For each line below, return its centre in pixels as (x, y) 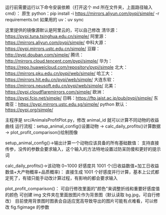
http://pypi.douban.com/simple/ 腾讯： (44, 55)
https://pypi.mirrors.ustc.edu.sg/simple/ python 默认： (73, 104)
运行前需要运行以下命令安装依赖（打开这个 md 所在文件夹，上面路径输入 (79, 7)
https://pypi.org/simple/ (29, 110)
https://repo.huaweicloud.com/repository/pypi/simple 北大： (66, 67)
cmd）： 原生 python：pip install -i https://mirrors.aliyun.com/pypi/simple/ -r (82, 13)
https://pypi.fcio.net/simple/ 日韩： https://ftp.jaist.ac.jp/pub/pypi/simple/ (79, 98)
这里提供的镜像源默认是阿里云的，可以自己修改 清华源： (62, 30)
